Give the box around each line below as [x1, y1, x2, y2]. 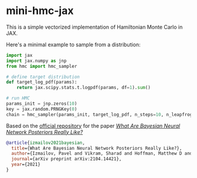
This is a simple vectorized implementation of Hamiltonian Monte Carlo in [6, 23, 183, 30]
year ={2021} [11, 162, 41, 167]
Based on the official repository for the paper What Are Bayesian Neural [6, 122, 181, 129]
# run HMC [6, 95, 30, 101]
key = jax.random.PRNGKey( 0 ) [6, 106, 77, 112]
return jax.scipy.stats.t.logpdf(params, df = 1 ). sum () [16, 85, 151, 91]
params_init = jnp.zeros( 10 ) [6, 101, 77, 107]
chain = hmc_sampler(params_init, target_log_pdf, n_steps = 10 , [6, 111, 164, 118]
